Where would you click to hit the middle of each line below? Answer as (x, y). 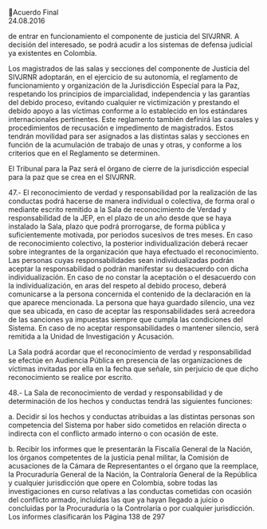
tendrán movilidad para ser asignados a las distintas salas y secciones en (129, 136)
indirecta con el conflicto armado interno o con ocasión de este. (114, 433)
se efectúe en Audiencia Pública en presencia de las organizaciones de (126, 360)
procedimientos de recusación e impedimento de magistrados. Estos (121, 128)
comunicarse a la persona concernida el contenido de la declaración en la (130, 294)
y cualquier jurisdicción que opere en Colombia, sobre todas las (113, 483)
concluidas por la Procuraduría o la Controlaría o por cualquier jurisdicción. (132, 508)
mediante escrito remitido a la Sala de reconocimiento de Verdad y (118, 210)
